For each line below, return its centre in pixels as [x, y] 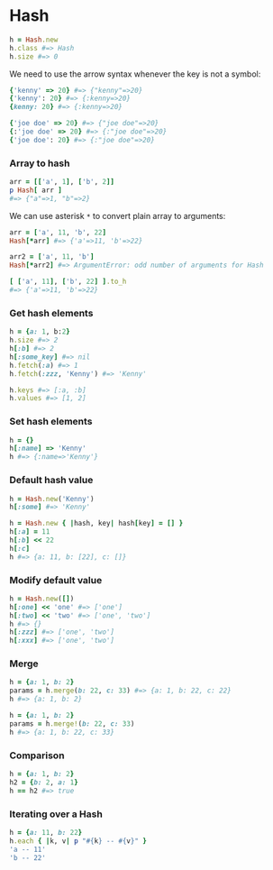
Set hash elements [51, 422]
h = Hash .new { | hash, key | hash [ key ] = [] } [96, 524]
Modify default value [56, 580]
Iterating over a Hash [56, 814]
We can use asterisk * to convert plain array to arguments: [118, 215]
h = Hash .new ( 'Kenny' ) [52, 499]
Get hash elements [51, 313]
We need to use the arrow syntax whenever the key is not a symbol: [135, 74]
